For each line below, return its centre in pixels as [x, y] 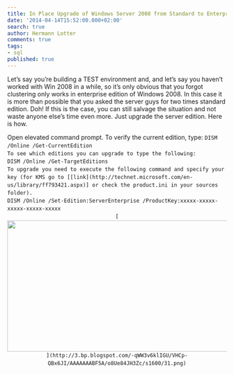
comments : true [29, 40]
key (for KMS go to [36, 177]
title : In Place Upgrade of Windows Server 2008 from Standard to [106, 14]
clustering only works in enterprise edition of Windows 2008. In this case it [115, 94]
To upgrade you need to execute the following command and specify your [116, 169]
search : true [26, 27]
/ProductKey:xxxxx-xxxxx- [180, 201]
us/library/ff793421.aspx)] [48, 185]
